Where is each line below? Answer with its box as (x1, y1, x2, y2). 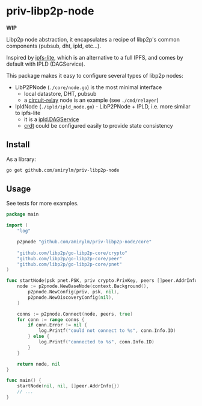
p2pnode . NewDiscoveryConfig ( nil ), (28, 294, 114, 301)
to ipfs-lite (14, 109, 41, 116)
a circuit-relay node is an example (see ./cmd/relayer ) (23, 96, 159, 104)
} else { (28, 333, 50, 340)
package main (6, 211, 39, 217)
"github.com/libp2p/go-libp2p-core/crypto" (17, 250, 128, 256)
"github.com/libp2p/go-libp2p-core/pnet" (17, 261, 122, 267)
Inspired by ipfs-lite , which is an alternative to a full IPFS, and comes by (6, 54, 183, 61)
